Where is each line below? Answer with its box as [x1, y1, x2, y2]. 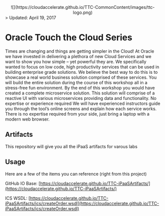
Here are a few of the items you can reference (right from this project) [5, 171, 147, 177]
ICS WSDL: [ [5, 195, 31, 201]
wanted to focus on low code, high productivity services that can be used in [5, 63, 159, 70]
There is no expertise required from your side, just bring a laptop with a [5, 111, 150, 117]
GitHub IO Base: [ [5, 180, 40, 186]
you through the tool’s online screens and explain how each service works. [5, 105, 157, 112]
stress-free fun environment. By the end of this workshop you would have [5, 85, 155, 91]
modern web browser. [5, 116, 50, 122]
